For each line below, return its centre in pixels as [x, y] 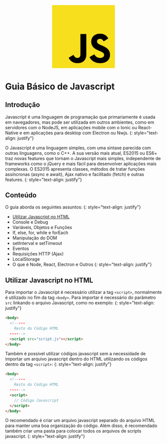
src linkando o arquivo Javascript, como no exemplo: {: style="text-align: [80, 303]
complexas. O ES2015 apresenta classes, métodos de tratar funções [75, 169]
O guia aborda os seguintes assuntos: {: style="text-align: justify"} [73, 207]
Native [12, 133]
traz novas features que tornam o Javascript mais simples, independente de [83, 158]
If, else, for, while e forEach [40, 233]
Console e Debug [30, 222]
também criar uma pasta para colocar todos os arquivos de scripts [73, 431]
